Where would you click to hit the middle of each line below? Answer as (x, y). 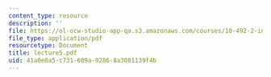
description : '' (35, 23)
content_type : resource (48, 16)
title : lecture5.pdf (43, 53)
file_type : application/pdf (56, 38)
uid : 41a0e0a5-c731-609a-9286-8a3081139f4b (83, 61)
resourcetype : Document (48, 46)
